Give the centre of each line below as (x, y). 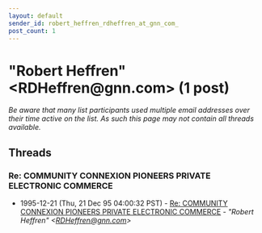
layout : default (36, 16)
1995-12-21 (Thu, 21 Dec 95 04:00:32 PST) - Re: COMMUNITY (124, 203)
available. (25, 127)
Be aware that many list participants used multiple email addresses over (129, 110)
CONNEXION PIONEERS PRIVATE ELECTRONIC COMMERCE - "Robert (137, 212)
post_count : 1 (32, 31)
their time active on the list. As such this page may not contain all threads (131, 119)
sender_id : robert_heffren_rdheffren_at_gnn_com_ (94, 23)
